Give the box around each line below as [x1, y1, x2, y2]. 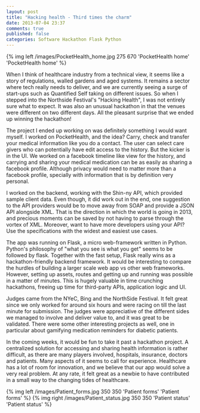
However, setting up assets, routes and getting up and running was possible [6, 271, 193, 278]
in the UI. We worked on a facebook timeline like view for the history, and [6, 152, 186, 159]
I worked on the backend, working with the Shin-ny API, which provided [6, 189, 183, 196]
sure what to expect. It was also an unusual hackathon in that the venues [6, 103, 186, 109]
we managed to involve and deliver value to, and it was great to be [6, 314, 170, 321]
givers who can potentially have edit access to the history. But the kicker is [6, 146, 190, 153]
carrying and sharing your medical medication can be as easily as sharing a [6, 159, 192, 166]
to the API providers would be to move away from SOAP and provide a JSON [6, 202, 195, 209]
